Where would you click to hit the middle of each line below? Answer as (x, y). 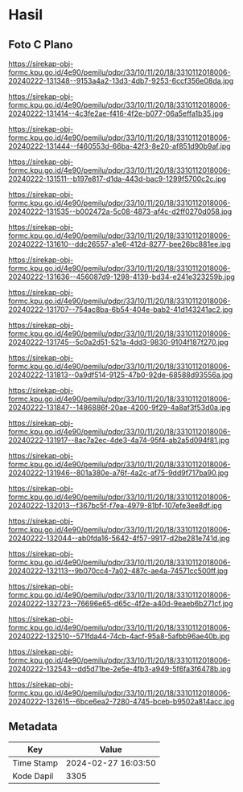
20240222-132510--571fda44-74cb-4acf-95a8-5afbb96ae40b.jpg (119, 636)
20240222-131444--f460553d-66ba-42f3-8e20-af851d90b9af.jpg (119, 146)
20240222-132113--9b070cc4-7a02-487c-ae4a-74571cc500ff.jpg (118, 571)
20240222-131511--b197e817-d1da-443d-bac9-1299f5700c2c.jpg (117, 179)
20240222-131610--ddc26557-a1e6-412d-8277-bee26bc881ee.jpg (119, 244)
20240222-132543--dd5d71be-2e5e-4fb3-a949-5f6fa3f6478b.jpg (120, 669)
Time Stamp (35, 763)
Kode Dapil (33, 776)
